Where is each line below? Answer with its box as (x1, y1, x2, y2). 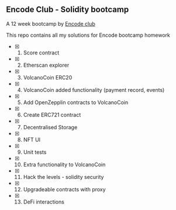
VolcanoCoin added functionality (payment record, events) (23, 86, 165, 93)
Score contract (23, 49, 60, 56)
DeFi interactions (23, 198, 64, 205)
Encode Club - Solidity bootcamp (6, 5, 129, 15)
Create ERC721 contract (23, 111, 81, 118)
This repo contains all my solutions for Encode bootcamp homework (6, 32, 171, 39)
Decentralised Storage (23, 123, 78, 130)
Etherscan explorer (23, 61, 70, 68)
